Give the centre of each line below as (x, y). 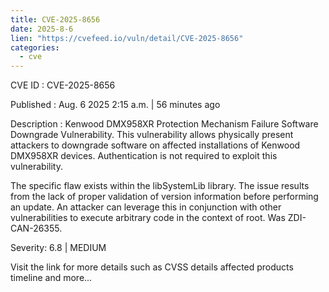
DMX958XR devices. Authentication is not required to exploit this (144, 156)
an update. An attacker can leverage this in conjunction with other (146, 207)
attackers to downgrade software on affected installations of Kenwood (155, 145)
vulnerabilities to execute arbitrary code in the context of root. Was (148, 218)
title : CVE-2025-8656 (55, 19)
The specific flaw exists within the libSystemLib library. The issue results (160, 186)
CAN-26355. (36, 228)
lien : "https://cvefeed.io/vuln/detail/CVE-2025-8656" (127, 38)
